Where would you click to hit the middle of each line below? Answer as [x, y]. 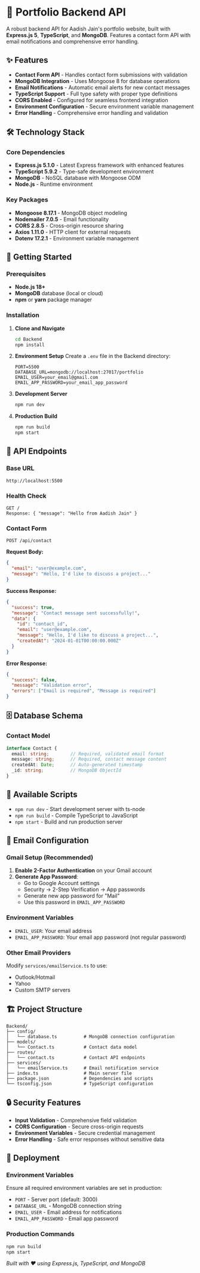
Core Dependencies [36, 152]
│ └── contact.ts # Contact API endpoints [76, 1057]
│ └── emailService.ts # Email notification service [83, 1068]
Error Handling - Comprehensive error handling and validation [91, 112]
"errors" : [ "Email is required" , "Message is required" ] [84, 691]
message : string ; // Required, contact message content [89, 759]
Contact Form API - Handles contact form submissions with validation [101, 75]
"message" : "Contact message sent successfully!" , [76, 613]
